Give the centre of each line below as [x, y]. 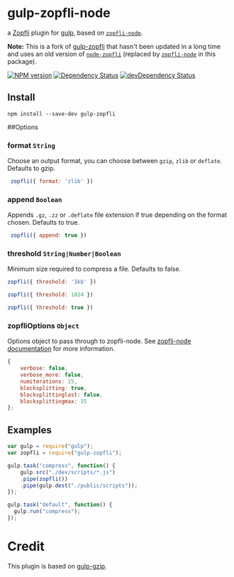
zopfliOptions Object [43, 325]
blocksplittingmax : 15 [54, 401]
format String [31, 145]
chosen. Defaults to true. [44, 223]
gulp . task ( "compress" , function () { [61, 466]
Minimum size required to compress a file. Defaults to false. [94, 269]
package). [22, 61]
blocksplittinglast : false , [61, 395]
